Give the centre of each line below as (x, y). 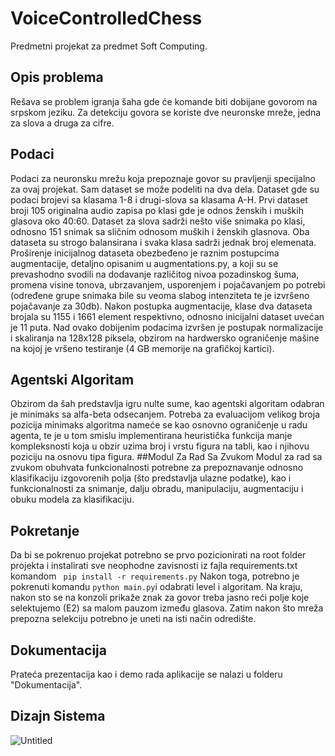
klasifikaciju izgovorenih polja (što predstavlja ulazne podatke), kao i (151, 478)
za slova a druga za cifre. (62, 123)
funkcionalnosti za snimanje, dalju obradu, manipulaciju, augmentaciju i (157, 489)
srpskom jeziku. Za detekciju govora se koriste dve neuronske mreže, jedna (166, 112)
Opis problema (57, 77)
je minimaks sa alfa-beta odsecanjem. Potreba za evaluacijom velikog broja (165, 414)
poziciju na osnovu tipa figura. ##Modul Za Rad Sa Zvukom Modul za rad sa (166, 457)
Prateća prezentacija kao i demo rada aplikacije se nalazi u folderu (146, 674)
